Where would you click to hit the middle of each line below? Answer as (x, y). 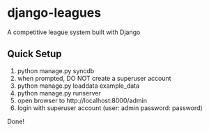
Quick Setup (34, 54)
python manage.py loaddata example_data (78, 86)
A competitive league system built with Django (74, 32)
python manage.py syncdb (56, 70)
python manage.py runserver (59, 93)
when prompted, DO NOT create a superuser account (94, 78)
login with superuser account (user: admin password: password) (110, 108)
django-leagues (54, 13)
